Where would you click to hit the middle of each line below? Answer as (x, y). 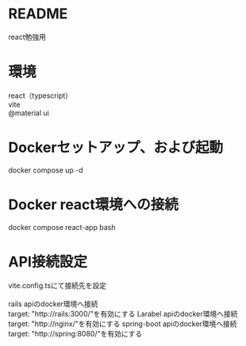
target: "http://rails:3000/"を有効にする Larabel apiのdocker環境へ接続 (123, 313)
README (38, 14)
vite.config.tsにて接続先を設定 (58, 285)
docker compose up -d (46, 170)
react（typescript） (40, 95)
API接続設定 (48, 261)
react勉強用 (27, 37)
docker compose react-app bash (62, 227)
